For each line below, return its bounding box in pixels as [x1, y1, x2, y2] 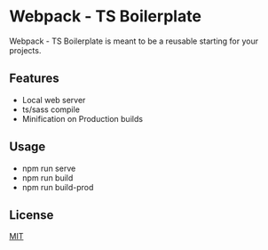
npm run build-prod [21, 181, 94, 192]
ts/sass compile [21, 104, 80, 115]
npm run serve [21, 163, 76, 173]
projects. [9, 44, 42, 55]
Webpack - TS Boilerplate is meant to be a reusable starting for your [9, 36, 259, 46]
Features [9, 71, 59, 86]
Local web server [21, 94, 86, 105]
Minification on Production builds [21, 113, 144, 124]
